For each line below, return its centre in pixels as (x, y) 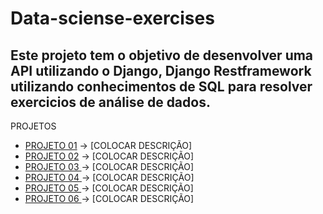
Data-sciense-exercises (112, 18)
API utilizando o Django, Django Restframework (161, 70)
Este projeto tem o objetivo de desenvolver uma (162, 55)
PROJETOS (33, 126)
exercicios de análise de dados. (110, 102)
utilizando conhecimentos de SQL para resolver (161, 86)
